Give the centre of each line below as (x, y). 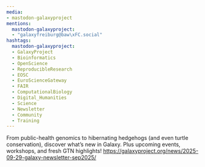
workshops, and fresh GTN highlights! (54, 151)
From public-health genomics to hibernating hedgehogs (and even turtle (97, 138)
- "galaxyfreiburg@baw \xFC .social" (57, 35)
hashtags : (19, 41)
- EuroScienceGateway (39, 80)
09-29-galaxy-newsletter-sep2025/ (51, 158)
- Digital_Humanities (39, 98)
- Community (27, 115)
